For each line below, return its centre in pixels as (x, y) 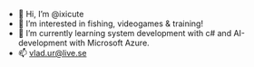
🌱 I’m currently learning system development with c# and (125, 33)
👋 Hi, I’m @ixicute (51, 14)
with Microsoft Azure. (109, 43)
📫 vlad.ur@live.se (52, 53)
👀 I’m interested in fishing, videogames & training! (111, 24)
